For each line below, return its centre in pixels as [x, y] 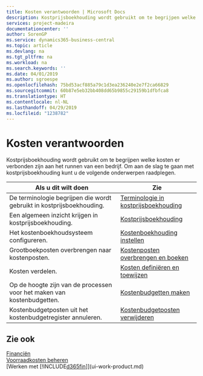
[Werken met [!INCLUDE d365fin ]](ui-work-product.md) [75, 366]
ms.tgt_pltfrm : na [29, 57]
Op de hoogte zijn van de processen [61, 285]
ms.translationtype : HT [36, 96]
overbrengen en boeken [154, 258]
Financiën [18, 354]
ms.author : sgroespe [32, 79]
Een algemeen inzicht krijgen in [54, 216]
